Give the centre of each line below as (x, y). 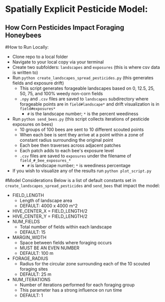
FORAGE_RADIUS (30, 258)
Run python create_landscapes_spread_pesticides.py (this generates (83, 78)
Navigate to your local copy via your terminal (58, 62)
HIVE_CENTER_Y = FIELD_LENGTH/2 (50, 216)
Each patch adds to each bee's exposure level (67, 151)
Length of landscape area (46, 200)
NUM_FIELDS (26, 221)
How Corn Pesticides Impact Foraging (65, 28)
